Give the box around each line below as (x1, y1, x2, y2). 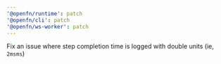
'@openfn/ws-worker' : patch (6, 23, 89, 30)
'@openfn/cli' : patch (6, 17, 70, 24)
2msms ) (6, 49, 25, 58)
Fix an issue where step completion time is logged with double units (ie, (6, 42, 214, 51)
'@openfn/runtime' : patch (6, 10, 82, 17)
